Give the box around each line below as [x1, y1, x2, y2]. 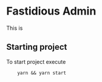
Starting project [6, 42, 67, 52]
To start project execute [6, 58, 66, 65]
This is [6, 24, 23, 32]
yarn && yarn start [17, 70, 67, 76]
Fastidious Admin [6, 4, 97, 18]
